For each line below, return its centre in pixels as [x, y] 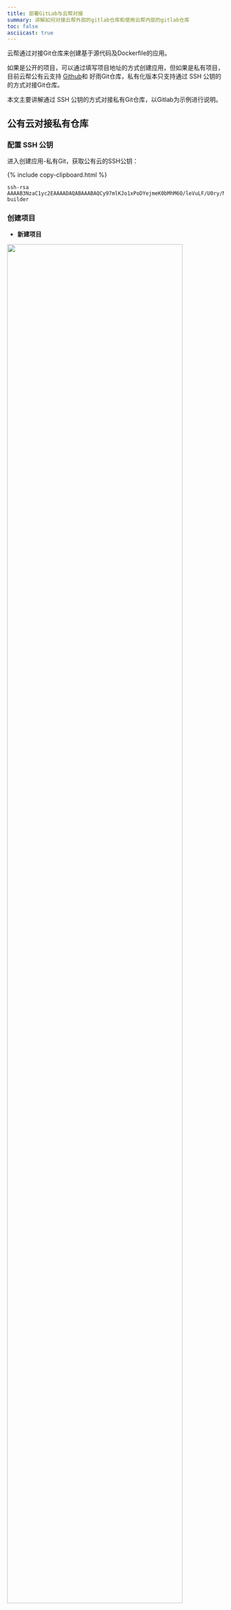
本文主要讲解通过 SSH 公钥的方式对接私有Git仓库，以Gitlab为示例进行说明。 [114, 100]
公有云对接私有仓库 [48, 124]
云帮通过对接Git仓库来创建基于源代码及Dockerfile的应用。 [89, 53]
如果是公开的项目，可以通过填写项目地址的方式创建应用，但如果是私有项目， [115, 68]
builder [18, 199]
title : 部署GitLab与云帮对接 [45, 13]
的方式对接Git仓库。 [35, 85]
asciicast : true [30, 33]
